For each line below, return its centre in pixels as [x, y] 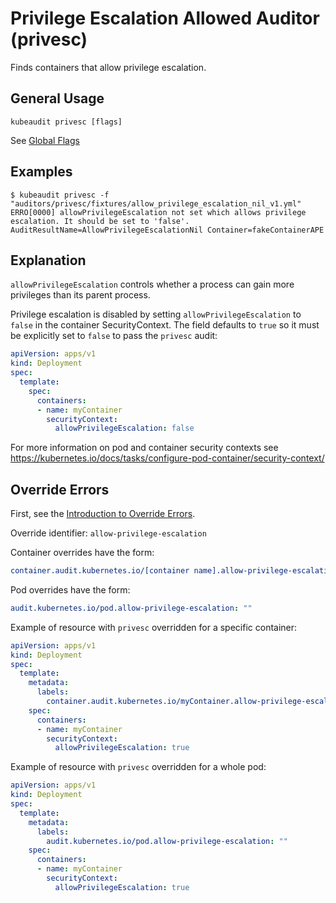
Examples [41, 172]
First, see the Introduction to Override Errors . [103, 514]
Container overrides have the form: [82, 553]
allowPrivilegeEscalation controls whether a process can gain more [152, 284]
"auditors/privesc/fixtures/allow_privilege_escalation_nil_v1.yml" [156, 203]
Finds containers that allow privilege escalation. [108, 67]
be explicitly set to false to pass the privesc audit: [114, 336]
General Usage [57, 98]
